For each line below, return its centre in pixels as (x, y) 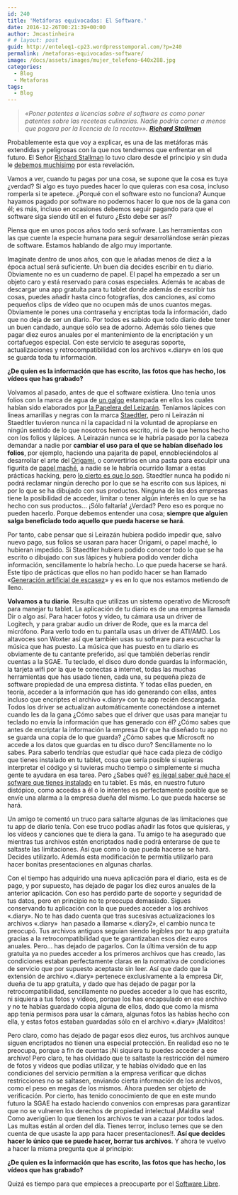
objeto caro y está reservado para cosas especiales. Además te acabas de (116, 282)
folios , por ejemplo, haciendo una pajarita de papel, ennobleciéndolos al (113, 453)
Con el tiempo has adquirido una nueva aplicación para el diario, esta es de (117, 878)
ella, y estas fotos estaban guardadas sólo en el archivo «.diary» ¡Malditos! (116, 1022)
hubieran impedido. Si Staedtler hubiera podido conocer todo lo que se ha (115, 550)
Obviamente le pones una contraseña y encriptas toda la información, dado (117, 312)
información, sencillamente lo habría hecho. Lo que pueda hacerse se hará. (118, 565)
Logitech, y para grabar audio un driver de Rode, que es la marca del (108, 624)
